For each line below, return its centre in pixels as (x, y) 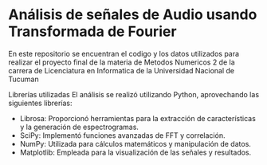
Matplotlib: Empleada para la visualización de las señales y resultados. (135, 152)
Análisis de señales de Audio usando (133, 15)
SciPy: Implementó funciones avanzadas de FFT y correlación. (122, 135)
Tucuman (24, 79)
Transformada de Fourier (92, 31)
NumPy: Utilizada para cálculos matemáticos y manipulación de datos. (135, 143)
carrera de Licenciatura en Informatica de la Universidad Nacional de (122, 70)
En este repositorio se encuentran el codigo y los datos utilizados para (124, 53)
